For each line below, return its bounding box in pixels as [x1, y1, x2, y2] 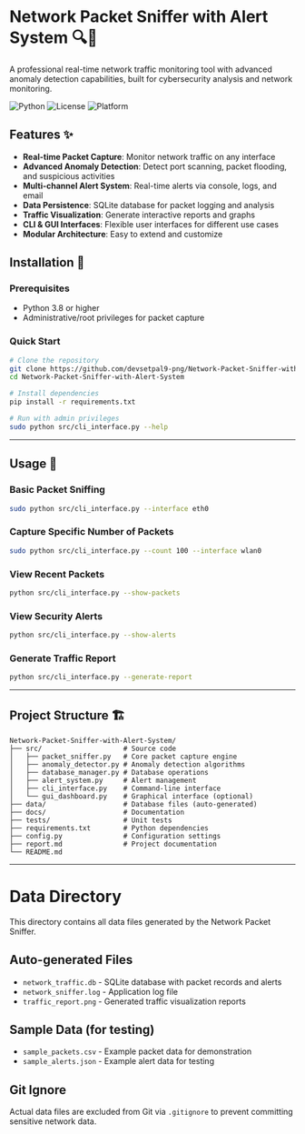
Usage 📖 [9, 457, 57, 472]
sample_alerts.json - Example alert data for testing [22, 1056, 215, 1067]
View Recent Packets [9, 567, 105, 580]
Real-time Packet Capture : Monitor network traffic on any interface [22, 151, 276, 162]
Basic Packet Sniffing [9, 484, 106, 497]
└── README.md [9, 848, 64, 857]
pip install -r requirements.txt [9, 397, 136, 406]
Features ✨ [9, 127, 74, 143]
